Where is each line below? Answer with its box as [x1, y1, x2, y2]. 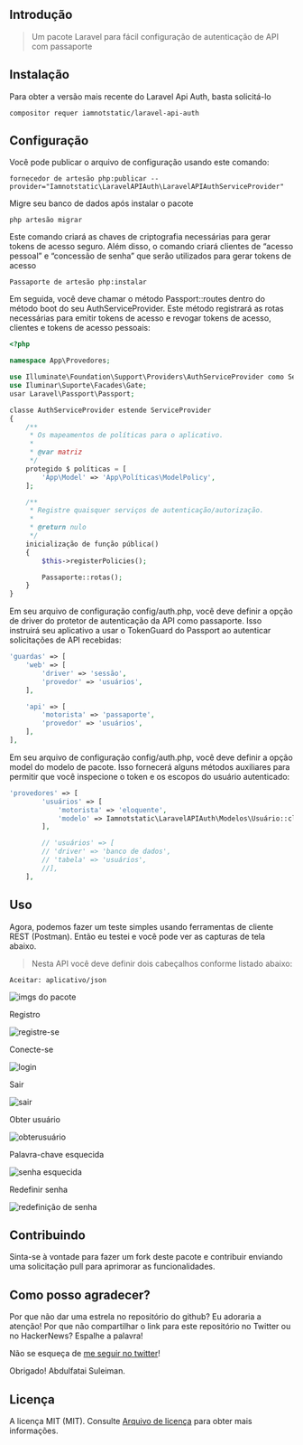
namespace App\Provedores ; [9, 356, 111, 365]
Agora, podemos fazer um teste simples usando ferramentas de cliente [9, 921, 273, 932]
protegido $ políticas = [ [25, 464, 127, 474]
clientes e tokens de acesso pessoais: [9, 323, 151, 333]
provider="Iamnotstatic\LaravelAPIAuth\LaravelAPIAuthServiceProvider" [9, 183, 284, 192]
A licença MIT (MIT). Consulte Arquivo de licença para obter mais [9, 1415, 252, 1426]
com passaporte [31, 41, 93, 52]
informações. [9, 1425, 59, 1436]
